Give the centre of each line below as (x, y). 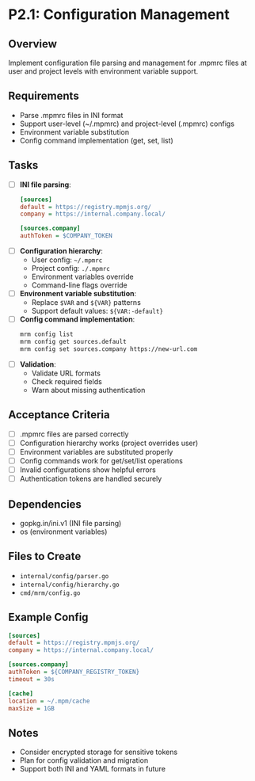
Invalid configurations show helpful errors (88, 470)
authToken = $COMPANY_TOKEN (66, 236)
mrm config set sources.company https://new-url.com (108, 349)
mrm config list (46, 334)
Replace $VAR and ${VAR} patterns (86, 303)
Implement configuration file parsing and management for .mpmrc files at (127, 63)
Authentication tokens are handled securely (91, 479)
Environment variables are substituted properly (96, 451)
